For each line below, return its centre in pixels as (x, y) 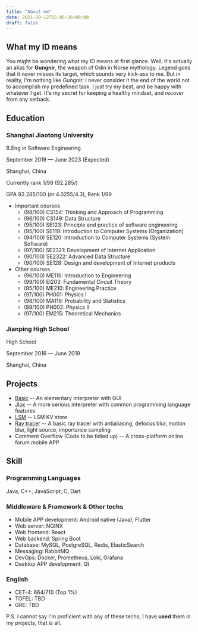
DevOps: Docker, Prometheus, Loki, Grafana (69, 557)
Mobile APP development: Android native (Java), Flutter (83, 519)
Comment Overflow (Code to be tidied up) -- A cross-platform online (99, 436)
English (17, 579)
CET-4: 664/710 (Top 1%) (46, 592)
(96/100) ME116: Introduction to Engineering (77, 275)
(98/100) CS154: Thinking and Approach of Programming (93, 212)
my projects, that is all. (34, 623)
